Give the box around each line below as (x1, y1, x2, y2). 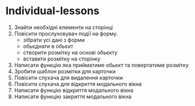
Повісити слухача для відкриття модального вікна (14, 80, 142, 87)
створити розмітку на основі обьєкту (23, 49, 118, 56)
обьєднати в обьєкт (23, 43, 73, 50)
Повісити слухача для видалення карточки (14, 74, 123, 81)
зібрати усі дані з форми (23, 36, 85, 43)
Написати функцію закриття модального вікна (14, 93, 132, 100)
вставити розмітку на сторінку (23, 55, 101, 62)
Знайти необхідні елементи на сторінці (14, 24, 113, 31)
